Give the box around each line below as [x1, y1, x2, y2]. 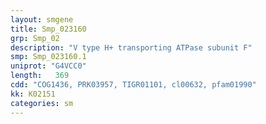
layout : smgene [10, 14, 74, 25]
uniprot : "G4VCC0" [10, 61, 87, 71]
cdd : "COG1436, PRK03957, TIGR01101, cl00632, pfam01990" [10, 80, 257, 90]
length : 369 [10, 71, 70, 81]
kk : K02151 [10, 89, 56, 99]
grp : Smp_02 [10, 33, 60, 43]
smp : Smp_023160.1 [10, 52, 87, 62]
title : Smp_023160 [10, 24, 87, 34]
